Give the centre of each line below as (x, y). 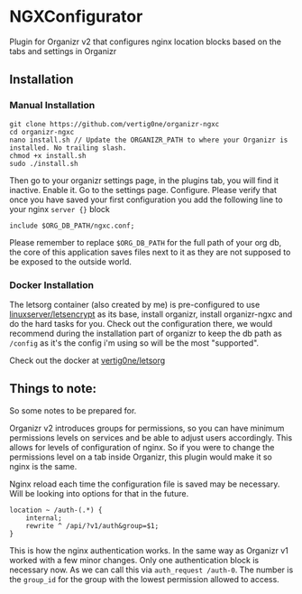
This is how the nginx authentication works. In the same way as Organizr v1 (149, 550)
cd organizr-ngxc (42, 132)
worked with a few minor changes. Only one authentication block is (134, 560)
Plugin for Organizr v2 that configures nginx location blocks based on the (146, 42)
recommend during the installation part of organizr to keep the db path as (146, 333)
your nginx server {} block (59, 209)
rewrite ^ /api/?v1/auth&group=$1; (92, 525)
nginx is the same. (43, 466)
